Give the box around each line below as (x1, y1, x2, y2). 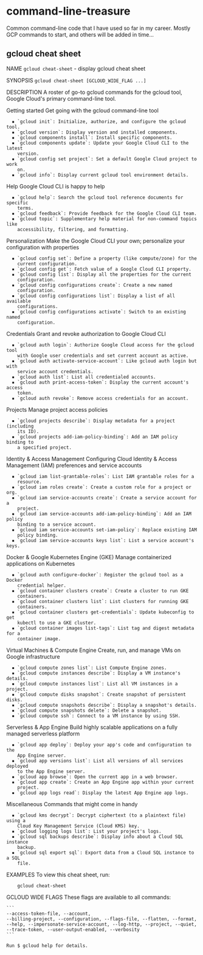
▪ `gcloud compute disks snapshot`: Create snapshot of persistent (12, 691, 187, 698)
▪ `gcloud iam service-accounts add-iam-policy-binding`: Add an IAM (12, 510, 191, 517)
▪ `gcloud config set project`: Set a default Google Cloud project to (12, 156, 198, 162)
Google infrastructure (6, 653, 60, 660)
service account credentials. (17, 368, 94, 374)
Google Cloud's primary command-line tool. (6, 95, 117, 102)
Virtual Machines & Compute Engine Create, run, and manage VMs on (6, 646, 181, 654)
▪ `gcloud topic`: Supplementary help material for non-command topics (12, 215, 198, 222)
